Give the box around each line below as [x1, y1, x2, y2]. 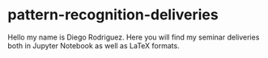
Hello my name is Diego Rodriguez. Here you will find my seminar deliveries [7, 32, 260, 42]
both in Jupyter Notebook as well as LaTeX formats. [7, 40, 180, 50]
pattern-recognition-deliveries [7, 6, 219, 24]
